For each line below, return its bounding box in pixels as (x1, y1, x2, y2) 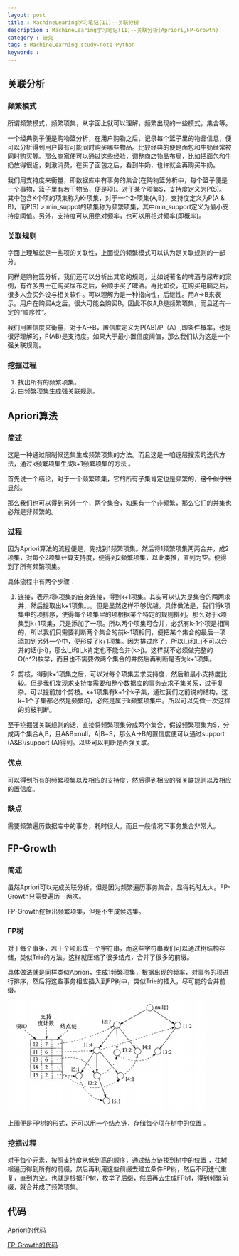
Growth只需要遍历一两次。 (7, 891, 85, 900)
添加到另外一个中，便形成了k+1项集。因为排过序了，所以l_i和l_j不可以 (17, 637, 221, 646)
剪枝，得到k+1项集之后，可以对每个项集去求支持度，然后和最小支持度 (17, 670, 221, 679)
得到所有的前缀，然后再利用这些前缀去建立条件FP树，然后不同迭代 (26, 1165, 221, 1173)
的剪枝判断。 (17, 706, 55, 714)
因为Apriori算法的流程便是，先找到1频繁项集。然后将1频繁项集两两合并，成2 (7, 545, 230, 553)
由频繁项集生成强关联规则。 (17, 387, 100, 395)
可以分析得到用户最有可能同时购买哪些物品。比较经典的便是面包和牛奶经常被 (7, 142, 232, 151)
